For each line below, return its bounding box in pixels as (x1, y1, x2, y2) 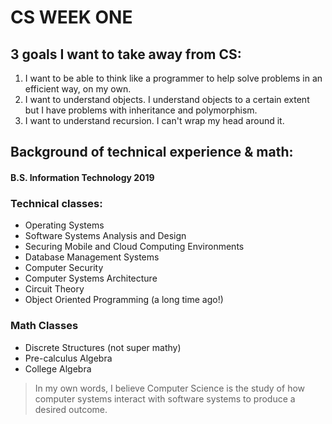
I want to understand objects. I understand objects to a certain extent (24, 94, 310, 105)
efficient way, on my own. (24, 83, 132, 95)
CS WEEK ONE (10, 6, 133, 29)
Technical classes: (10, 196, 103, 210)
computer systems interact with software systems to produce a (34, 392, 296, 405)
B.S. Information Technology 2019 (10, 171, 155, 183)
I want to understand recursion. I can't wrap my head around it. (24, 115, 285, 126)
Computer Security (24, 262, 104, 274)
